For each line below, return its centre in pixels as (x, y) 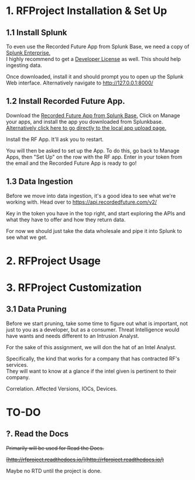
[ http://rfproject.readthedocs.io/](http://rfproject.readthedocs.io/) (85, 459)
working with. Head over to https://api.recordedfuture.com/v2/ (81, 202)
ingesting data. (24, 65)
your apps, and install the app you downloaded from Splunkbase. (85, 121)
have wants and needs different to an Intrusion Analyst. (73, 336)
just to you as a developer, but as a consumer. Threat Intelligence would (93, 329)
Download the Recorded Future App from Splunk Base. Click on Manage (93, 115)
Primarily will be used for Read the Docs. (55, 448)
